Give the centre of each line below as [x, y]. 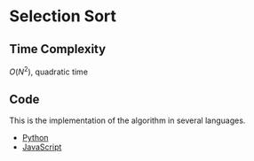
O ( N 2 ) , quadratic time [49, 71]
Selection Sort [63, 16]
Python [35, 138]
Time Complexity [58, 49]
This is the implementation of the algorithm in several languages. [127, 120]
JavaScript [42, 147]
